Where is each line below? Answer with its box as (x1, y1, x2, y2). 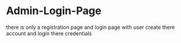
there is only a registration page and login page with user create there (6, 24, 175, 31)
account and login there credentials (6, 29, 92, 37)
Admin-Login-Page (6, 4, 102, 18)
